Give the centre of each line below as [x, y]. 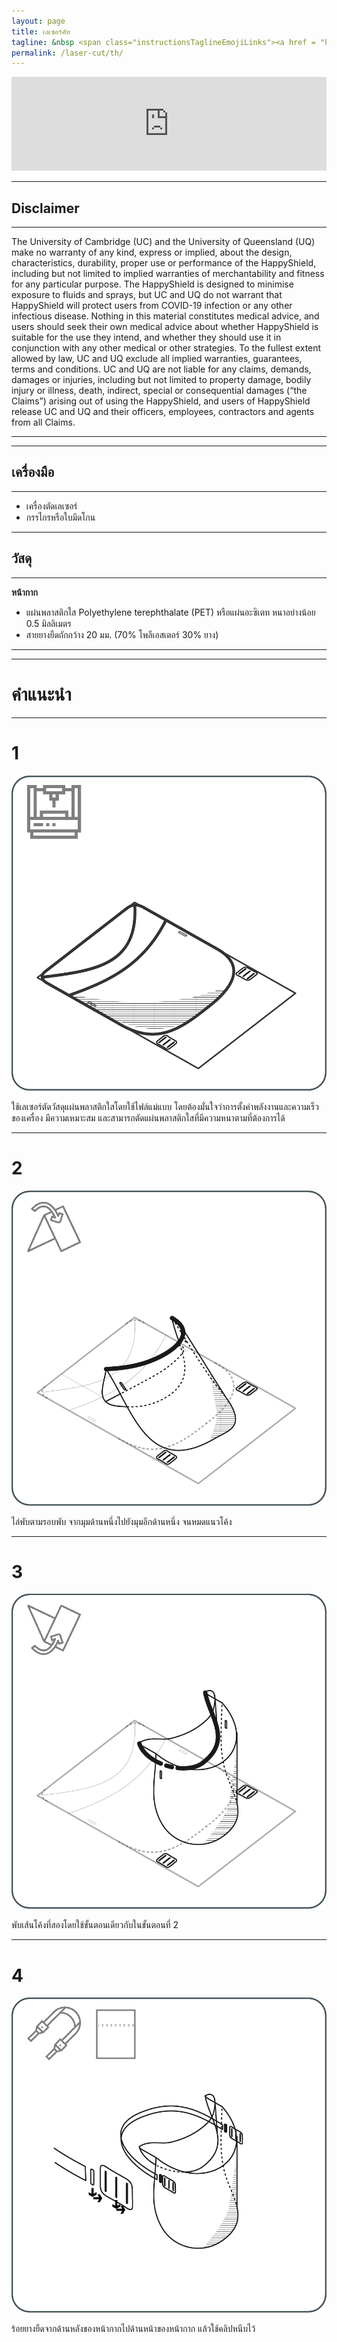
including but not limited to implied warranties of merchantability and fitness [168, 274]
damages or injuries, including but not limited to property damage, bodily [161, 380]
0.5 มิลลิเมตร [48, 623]
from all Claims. [43, 422]
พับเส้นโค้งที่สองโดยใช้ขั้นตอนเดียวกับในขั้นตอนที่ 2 [95, 1925]
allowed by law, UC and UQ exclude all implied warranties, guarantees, [157, 359]
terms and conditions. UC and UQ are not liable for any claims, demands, [161, 369]
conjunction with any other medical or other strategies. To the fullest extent [166, 348]
